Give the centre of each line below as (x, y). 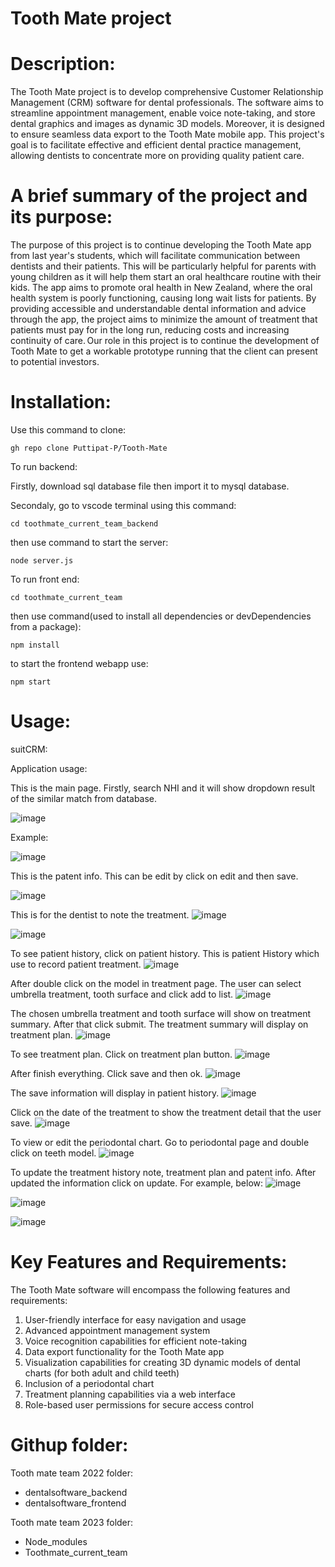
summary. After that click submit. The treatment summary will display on (159, 1024)
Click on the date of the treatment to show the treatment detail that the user (166, 1112)
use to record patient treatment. (76, 964)
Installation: (61, 402)
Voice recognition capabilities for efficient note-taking (136, 1341)
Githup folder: (69, 1445)
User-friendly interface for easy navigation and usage (135, 1319)
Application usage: (49, 768)
